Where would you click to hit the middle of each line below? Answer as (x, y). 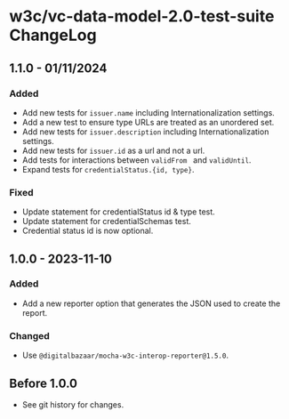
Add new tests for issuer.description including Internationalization (145, 132)
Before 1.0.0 (44, 383)
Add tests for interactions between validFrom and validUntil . (136, 160)
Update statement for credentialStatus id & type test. (118, 212)
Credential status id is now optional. (88, 231)
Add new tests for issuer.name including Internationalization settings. (149, 112)
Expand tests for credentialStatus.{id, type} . (108, 169)
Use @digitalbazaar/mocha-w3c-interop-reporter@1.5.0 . (125, 355)
